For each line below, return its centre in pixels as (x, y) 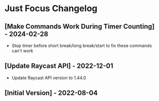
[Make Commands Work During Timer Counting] (79, 26)
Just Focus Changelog (51, 8)
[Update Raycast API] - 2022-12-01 (59, 66)
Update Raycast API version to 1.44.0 (49, 78)
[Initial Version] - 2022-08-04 (51, 93)
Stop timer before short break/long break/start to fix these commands (82, 46)
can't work (22, 51)
